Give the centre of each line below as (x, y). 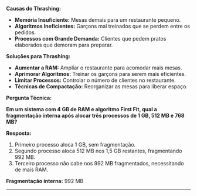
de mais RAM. (31, 170)
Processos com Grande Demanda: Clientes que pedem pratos (90, 39)
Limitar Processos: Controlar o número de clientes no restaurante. (95, 80)
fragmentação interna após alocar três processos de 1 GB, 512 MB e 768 (95, 115)
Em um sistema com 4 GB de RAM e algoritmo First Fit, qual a (81, 109)
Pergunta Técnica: (29, 98)
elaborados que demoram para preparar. (64, 45)
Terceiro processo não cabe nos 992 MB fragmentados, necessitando (99, 163)
